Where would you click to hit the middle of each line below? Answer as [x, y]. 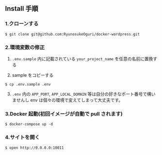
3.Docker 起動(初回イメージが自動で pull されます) [64, 114]
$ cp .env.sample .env [28, 84]
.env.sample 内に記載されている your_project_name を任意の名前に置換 [82, 59]
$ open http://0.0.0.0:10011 [34, 148]
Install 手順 [22, 9]
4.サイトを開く [23, 138]
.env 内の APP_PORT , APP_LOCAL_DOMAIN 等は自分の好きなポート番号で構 [82, 94]
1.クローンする [22, 24]
